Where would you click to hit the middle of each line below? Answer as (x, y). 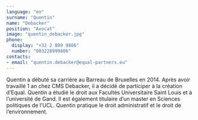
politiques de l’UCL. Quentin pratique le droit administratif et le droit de (94, 105)
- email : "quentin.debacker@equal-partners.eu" (67, 62)
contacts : (19, 57)
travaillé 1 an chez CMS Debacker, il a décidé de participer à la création (94, 86)
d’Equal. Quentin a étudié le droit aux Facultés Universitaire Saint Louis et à (99, 92)
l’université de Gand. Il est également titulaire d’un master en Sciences (93, 99)
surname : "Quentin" (31, 17)
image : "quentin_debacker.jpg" (45, 34)
